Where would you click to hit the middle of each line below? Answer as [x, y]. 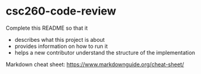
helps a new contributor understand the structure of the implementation [105, 52]
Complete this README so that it [47, 28]
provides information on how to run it [61, 46]
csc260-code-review [61, 11]
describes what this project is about [60, 39]
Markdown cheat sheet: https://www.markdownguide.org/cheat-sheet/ [95, 64]
